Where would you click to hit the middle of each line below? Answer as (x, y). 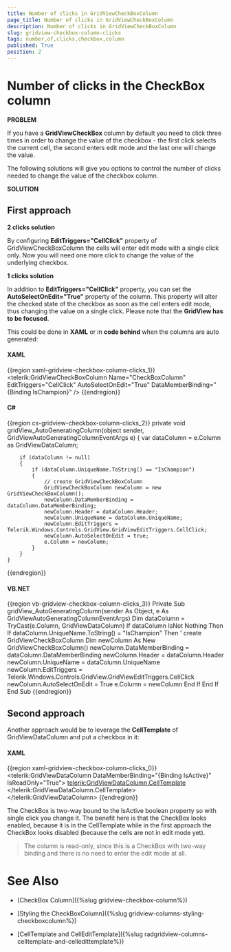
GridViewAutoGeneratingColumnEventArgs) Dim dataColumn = (96, 618)
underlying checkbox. (38, 262)
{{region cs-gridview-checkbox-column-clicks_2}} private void (96, 423)
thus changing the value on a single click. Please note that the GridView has (115, 311)
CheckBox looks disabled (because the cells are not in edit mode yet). (106, 833)
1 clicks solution (30, 275)
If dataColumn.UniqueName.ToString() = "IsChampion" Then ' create (104, 633)
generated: (23, 339)
